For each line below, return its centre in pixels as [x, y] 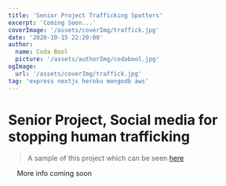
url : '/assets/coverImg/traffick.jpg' [79, 74]
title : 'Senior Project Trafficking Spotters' [86, 15]
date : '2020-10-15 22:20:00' [56, 37]
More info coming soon [55, 173]
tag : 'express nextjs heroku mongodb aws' [78, 81]
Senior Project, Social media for [113, 120]
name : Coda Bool [42, 52]
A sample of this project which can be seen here [106, 159]
